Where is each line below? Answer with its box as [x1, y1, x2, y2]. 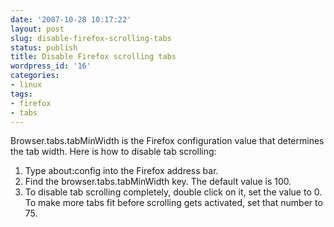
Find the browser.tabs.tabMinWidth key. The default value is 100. [24, 176, 292, 188]
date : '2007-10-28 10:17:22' [10, 14, 132, 25]
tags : [10, 89, 33, 99]
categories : [10, 71, 60, 81]
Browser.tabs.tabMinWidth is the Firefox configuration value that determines [10, 135, 325, 147]
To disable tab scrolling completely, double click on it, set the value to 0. [24, 186, 323, 198]
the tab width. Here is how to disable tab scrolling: [10, 146, 217, 158]
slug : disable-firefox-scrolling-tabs [10, 33, 172, 43]
